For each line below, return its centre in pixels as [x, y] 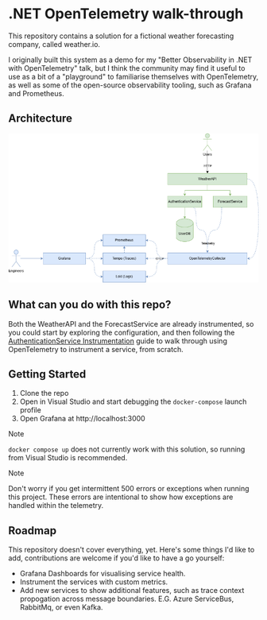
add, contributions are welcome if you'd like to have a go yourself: [116, 558]
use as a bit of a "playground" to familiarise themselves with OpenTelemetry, [133, 76]
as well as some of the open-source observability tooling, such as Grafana [130, 85]
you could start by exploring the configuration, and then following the [122, 332]
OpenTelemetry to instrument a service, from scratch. [96, 349]
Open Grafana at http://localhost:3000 [82, 419]
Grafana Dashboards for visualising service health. [103, 574]
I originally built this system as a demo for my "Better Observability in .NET [130, 60]
